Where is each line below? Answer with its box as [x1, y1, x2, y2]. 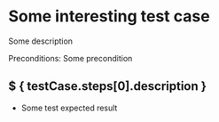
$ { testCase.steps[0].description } [8, 78, 207, 94]
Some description [8, 36, 73, 46]
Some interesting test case [8, 6, 210, 27]
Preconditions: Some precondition [8, 53, 133, 63]
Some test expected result [20, 102, 118, 113]
